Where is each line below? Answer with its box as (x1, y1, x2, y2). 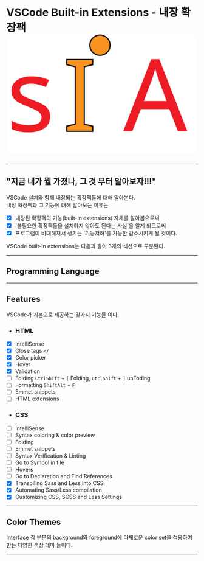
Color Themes (6, 517, 61, 527)
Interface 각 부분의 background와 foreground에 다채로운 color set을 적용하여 (6, 534, 192, 542)
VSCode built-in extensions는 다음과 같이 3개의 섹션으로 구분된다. (6, 242, 166, 249)
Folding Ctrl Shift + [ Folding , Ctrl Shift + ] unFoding (15, 375, 151, 382)
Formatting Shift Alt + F (15, 382, 75, 389)
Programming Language (6, 266, 100, 277)
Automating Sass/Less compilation (15, 486, 102, 493)
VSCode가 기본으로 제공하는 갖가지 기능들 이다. (6, 311, 120, 318)
